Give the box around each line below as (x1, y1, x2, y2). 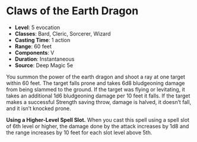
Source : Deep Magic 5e (14, 61, 73, 69)
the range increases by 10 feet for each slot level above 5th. (6, 129, 152, 136)
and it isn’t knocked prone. (6, 105, 71, 112)
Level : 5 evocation (14, 24, 61, 31)
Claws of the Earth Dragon (6, 4, 139, 18)
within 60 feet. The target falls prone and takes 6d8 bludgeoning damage (6, 79, 185, 87)
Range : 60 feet (14, 43, 52, 50)
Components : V (14, 49, 55, 56)
